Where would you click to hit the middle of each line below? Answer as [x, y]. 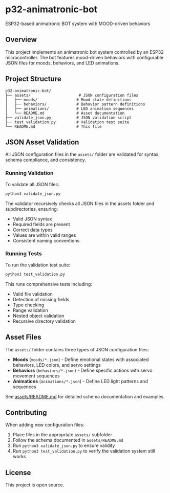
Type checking [28, 305]
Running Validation [29, 173]
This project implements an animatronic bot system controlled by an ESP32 [84, 52]
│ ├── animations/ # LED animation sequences [70, 108]
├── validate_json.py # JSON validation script [68, 118]
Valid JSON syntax [32, 219]
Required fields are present [41, 224]
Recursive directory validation [44, 321]
